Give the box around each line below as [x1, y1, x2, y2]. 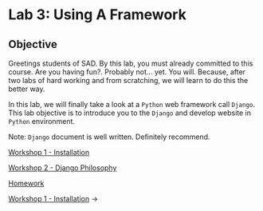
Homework [8, 178, 45, 188]
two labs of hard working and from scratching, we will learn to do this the [8, 76, 249, 85]
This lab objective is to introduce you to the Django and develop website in [8, 108, 252, 117]
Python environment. [8, 117, 76, 125]
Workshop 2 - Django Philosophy [8, 163, 117, 173]
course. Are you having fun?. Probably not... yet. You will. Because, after [8, 67, 245, 77]
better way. [8, 84, 45, 94]
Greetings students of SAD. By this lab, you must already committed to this [8, 58, 253, 68]
